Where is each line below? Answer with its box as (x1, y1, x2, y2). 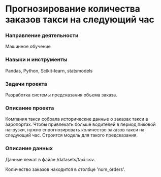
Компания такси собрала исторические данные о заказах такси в (5, 116, 148, 122)
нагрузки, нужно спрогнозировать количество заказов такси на (5, 127, 145, 133)
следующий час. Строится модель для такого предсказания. (5, 132, 138, 138)
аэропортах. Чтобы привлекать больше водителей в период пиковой (5, 121, 156, 127)
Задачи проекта (5, 80, 47, 87)
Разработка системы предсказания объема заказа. (5, 92, 118, 98)
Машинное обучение (5, 44, 51, 50)
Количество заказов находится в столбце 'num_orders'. (5, 166, 125, 172)
